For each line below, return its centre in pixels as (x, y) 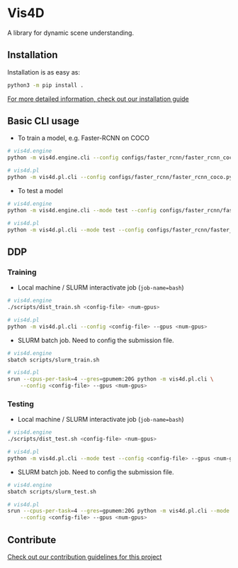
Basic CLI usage (43, 121)
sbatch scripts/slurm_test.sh (52, 491)
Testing (21, 404)
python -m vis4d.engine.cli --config (63, 158)
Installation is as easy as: (44, 72)
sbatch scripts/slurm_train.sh (53, 360)
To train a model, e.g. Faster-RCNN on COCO (84, 138)
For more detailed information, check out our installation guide (98, 99)
